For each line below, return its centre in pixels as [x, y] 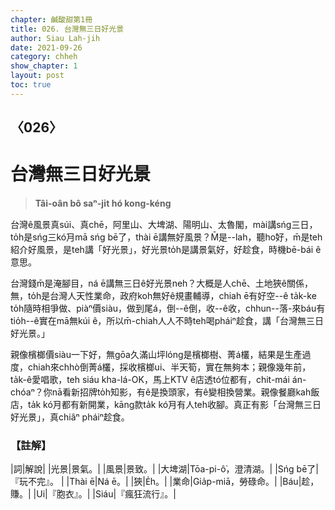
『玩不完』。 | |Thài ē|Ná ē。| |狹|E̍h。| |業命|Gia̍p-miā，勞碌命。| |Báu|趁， [165, 482]
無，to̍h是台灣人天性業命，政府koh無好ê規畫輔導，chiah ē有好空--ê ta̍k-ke [163, 296]
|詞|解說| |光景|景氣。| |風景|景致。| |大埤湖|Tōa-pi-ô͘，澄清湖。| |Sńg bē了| [165, 469]
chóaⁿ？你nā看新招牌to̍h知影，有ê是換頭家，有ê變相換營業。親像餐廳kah [161, 392]
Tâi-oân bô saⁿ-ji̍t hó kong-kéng [103, 203]
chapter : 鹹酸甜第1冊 [51, 19]
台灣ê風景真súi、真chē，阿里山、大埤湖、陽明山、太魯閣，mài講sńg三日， [164, 225]
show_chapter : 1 [44, 66]
